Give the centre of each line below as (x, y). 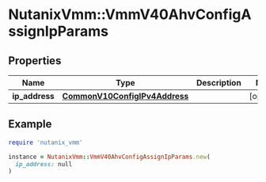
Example (30, 124)
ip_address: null (44, 164)
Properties (35, 61)
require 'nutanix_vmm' (46, 142)
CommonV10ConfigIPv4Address (125, 96)
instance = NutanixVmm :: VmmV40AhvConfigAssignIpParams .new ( (110, 157)
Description (219, 83)
